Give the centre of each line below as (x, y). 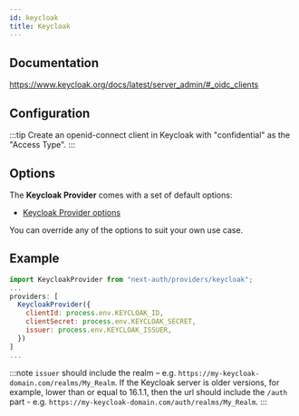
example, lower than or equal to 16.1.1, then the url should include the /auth (149, 392)
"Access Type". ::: (42, 145)
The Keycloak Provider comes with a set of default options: (121, 195)
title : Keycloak (40, 26)
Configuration (50, 113)
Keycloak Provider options (71, 212)
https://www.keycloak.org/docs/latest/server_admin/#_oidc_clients (134, 85)
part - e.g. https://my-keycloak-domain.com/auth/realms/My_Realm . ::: (138, 401)
